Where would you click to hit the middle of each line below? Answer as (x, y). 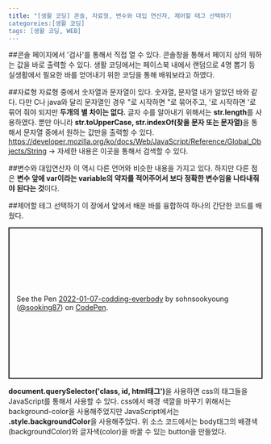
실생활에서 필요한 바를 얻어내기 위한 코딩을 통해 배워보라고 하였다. (112, 75)
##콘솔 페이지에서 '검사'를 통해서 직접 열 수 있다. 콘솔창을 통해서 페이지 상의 (128, 55)
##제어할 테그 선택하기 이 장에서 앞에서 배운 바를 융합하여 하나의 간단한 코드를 (131, 206)
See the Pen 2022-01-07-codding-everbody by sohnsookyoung (123, 299)
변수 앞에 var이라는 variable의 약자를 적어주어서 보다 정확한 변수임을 (124, 178)
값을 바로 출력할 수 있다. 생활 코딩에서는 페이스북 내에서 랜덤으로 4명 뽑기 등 (136, 65)
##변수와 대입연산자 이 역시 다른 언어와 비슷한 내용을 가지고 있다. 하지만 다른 (129, 168)
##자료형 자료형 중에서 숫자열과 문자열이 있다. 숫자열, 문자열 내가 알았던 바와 (129, 92)
